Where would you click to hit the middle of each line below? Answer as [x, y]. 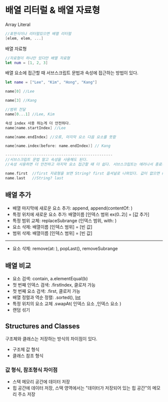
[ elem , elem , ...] [24, 38]
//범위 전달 [15, 110]
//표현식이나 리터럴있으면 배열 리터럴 [38, 34]
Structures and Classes [42, 326]
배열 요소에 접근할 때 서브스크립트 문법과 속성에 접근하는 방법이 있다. [72, 73]
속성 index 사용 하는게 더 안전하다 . [38, 123]
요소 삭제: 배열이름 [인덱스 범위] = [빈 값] [52, 227]
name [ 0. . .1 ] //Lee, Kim [30, 114]
